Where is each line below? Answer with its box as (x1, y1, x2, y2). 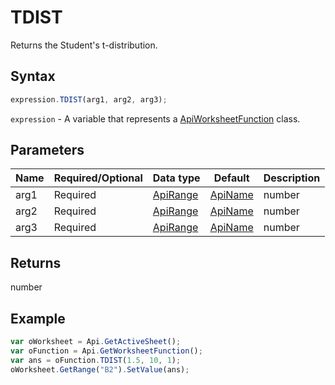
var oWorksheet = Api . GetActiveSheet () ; (10, 337, 182, 347)
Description (263, 171, 321, 185)
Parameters (10, 142, 85, 159)
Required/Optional (53, 171, 143, 185)
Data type (152, 171, 201, 185)
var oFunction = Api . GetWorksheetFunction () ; (10, 346, 203, 356)
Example (10, 310, 66, 327)
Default (213, 171, 250, 185)
